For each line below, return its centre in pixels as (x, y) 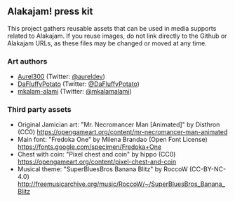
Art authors (27, 61)
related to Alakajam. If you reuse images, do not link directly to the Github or (117, 36)
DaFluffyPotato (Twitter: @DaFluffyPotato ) (79, 84)
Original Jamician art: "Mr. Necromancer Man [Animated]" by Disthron (119, 124)
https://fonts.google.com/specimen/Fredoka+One (89, 147)
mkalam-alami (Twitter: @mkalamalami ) (74, 92)
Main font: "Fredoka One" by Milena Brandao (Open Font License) (113, 140)
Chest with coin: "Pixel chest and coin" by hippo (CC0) (96, 154)
